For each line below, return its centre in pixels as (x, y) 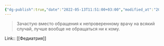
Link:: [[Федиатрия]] (25, 38)
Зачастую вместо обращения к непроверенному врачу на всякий (86, 23)
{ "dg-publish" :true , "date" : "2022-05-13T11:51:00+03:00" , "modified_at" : (79, 10)
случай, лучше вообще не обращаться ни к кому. (68, 29)
